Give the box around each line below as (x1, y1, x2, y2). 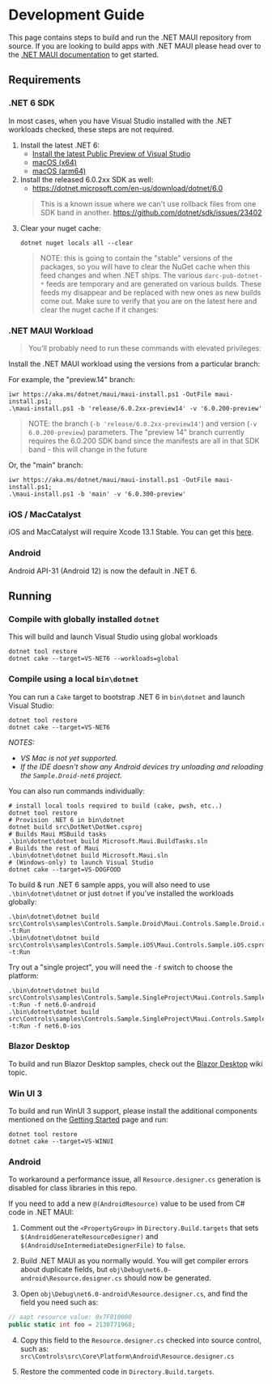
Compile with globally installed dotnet (8, 613, 160, 624)
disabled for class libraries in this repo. (8, 1183, 138, 1193)
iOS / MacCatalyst (8, 509, 81, 520)
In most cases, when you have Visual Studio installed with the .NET (8, 116, 232, 126)
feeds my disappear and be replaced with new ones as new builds (40, 287, 261, 297)
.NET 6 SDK (8, 97, 55, 109)
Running (8, 589, 53, 603)
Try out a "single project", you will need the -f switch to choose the (8, 962, 233, 972)
